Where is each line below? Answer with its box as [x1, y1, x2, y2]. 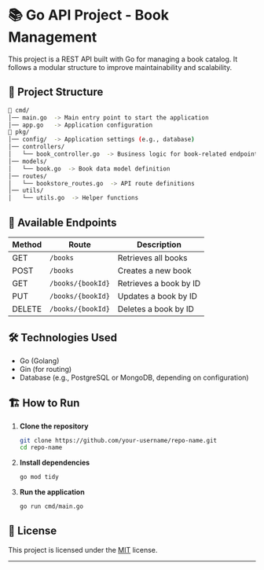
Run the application [19, 487, 85, 497]
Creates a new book [117, 265, 192, 276]
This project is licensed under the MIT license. [8, 545, 158, 554]
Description [136, 239, 182, 250]
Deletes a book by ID [117, 303, 195, 314]
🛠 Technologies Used [8, 331, 118, 344]
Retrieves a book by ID [117, 278, 201, 289]
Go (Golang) [19, 355, 60, 366]
